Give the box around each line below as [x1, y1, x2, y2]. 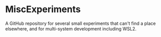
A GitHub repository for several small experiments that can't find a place [5, 20, 156, 26]
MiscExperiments [5, 4, 81, 15]
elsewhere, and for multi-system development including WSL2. [5, 25, 137, 31]
